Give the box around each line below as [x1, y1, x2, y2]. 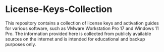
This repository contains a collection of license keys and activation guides [5, 20, 159, 26]
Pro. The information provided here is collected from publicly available [5, 30, 151, 36]
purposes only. [5, 41, 36, 47]
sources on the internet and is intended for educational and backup [5, 36, 145, 42]
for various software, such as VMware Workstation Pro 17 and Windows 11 [5, 25, 159, 31]
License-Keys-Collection [5, 3, 113, 15]
